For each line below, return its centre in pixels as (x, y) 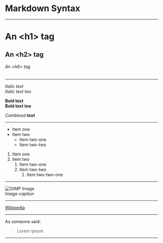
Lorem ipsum (30, 231)
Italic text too (18, 91)
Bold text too (18, 106)
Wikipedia (15, 207)
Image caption (20, 194)
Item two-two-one (45, 174)
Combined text (20, 115)
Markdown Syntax (43, 8)
